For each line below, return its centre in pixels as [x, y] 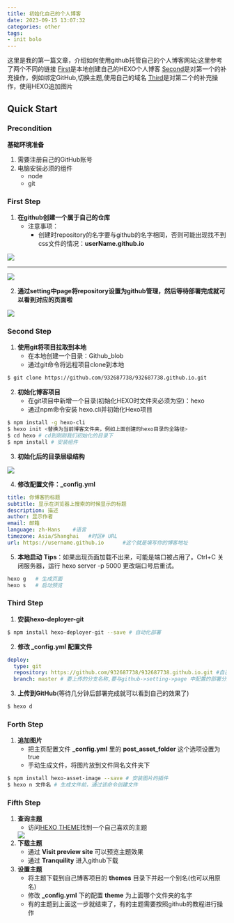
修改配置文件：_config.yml [56, 484]
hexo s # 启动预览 [35, 585]
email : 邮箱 [23, 523]
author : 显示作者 [30, 517]
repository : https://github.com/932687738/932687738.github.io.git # [116, 673]
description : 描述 [33, 510]
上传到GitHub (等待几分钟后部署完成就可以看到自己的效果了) [103, 693]
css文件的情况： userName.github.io [91, 244]
